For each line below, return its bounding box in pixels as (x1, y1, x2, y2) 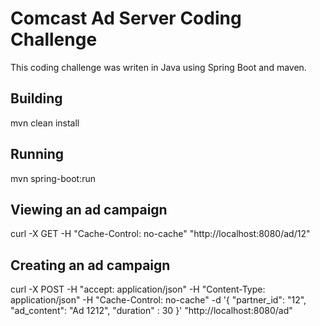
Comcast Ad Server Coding (10, 7, 242, 30)
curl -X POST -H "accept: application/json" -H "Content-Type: (10, 283, 266, 296)
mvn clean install (10, 117, 80, 129)
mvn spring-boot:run (10, 172, 96, 184)
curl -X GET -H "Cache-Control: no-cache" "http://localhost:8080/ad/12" (10, 228, 311, 240)
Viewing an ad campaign (10, 201, 168, 218)
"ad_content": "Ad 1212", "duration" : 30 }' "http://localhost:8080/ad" (10, 305, 293, 317)
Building (10, 90, 63, 107)
